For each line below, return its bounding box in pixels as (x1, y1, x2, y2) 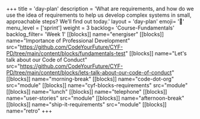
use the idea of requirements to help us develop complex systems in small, (6, 11, 192, 19)
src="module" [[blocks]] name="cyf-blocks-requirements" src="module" (6, 82, 188, 89)
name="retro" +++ (6, 108, 52, 114)
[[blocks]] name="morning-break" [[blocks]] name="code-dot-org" (6, 75, 174, 82)
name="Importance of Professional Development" (6, 37, 131, 44)
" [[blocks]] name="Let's (125, 50, 187, 56)
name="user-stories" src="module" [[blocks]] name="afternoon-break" (6, 94, 185, 102)
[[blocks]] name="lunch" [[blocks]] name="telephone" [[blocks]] (6, 88, 167, 95)
